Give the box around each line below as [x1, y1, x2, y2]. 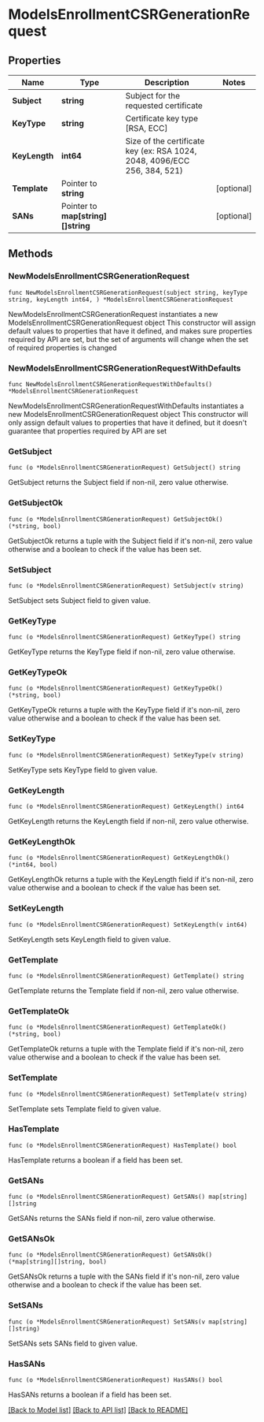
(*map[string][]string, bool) [8, 1258, 108, 1266]
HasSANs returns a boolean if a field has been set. [8, 1390, 171, 1400]
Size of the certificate [125, 136, 205, 147]
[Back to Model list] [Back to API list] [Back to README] [8, 1405, 189, 1415]
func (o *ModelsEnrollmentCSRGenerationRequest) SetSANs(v [8, 1318, 206, 1326]
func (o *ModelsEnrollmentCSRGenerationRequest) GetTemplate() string [8, 972, 244, 980]
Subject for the [125, 91, 181, 101]
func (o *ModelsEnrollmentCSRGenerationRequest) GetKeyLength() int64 [8, 802, 244, 811]
